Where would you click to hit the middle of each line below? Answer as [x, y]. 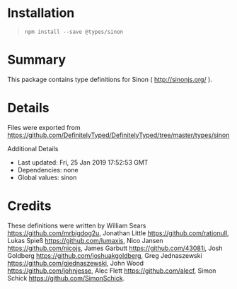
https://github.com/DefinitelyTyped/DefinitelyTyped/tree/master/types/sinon [118, 135]
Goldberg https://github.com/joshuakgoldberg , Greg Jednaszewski [105, 255]
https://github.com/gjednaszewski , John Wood [75, 263]
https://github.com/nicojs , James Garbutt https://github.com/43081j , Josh [115, 248]
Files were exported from [44, 127]
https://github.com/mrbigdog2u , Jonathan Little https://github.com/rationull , [118, 233]
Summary [36, 60]
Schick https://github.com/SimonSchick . [66, 278]
